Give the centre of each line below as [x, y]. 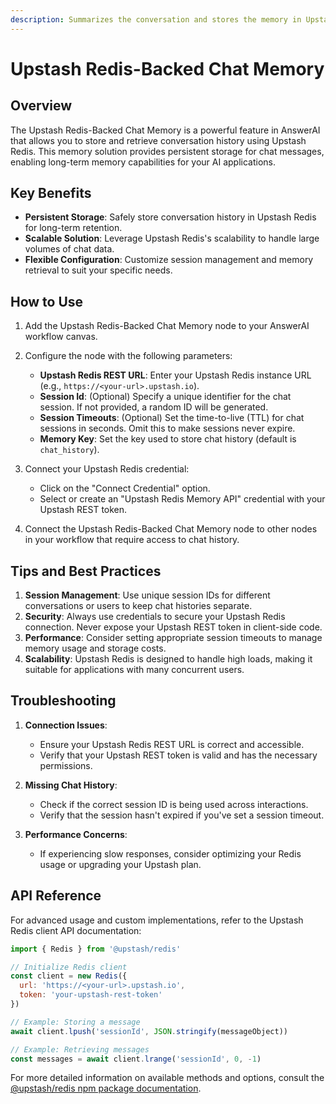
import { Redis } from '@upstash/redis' [96, 949]
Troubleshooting [63, 701]
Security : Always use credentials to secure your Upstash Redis [155, 617]
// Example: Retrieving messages [80, 1049]
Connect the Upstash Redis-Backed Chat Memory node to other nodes [171, 529]
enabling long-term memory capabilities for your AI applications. [143, 162]
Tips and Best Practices [86, 571]
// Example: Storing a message [75, 1022]
